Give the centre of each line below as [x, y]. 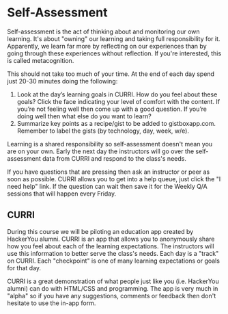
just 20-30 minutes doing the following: [62, 81]
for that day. [24, 267]
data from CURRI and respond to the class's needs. [114, 158]
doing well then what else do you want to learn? [84, 116]
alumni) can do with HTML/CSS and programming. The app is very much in [113, 288]
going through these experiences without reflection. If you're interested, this [114, 53]
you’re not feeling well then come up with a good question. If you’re [112, 109]
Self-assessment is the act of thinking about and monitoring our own [103, 31]
